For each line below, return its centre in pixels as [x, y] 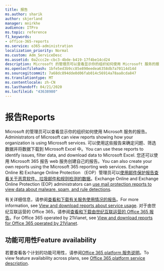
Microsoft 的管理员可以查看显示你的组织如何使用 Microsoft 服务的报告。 [77, 132]
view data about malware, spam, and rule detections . [58, 189]
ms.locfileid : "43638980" [31, 91]
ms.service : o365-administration [39, 46]
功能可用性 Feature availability [51, 240]
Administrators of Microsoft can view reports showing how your [69, 137]
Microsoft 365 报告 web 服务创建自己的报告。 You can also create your [81, 161]
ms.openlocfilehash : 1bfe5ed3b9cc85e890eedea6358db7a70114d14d [71, 69]
